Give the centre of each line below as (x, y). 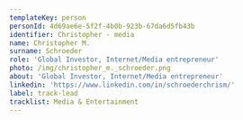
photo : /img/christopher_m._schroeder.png (90, 69)
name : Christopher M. (50, 43)
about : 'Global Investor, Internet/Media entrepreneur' (116, 77)
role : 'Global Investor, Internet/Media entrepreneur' (114, 60)
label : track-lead (44, 93)
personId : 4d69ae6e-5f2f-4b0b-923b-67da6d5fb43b (102, 26)
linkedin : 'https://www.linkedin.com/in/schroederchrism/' (122, 85)
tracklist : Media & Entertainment (74, 102)
